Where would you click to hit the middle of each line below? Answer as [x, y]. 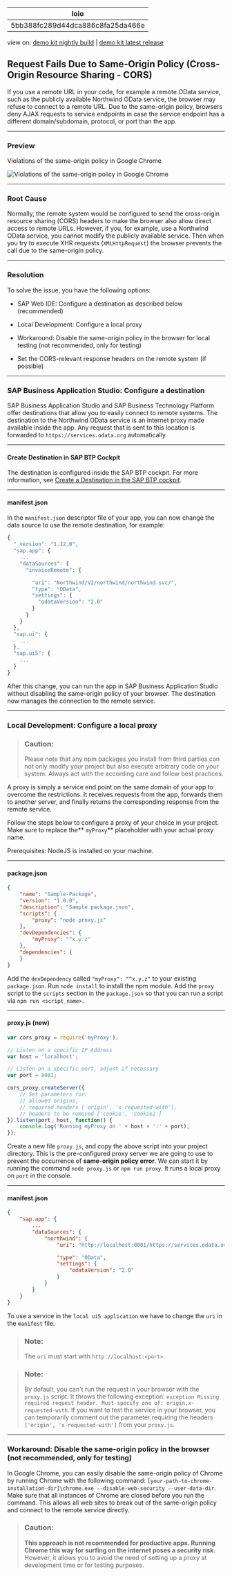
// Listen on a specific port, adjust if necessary [83, 1069]
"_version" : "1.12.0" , [46, 544]
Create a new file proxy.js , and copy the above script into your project [108, 1146]
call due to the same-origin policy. [56, 251]
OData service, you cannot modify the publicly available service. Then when [116, 236]
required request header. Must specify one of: [94, 1403]
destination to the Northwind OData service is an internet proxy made [106, 420]
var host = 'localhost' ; [43, 1056]
